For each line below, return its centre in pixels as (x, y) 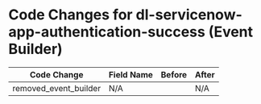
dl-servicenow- (189, 15)
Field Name (130, 74)
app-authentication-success (107, 32)
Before (174, 74)
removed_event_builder (57, 88)
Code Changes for (70, 15)
